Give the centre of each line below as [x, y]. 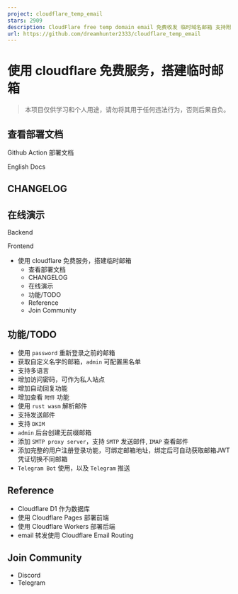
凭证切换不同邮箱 [42, 459]
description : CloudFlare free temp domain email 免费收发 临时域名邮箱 [110, 27]
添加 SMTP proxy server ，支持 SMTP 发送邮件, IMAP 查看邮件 [103, 442]
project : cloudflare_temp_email [55, 14]
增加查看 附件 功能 [43, 397]
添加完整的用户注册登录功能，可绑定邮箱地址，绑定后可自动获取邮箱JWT [124, 450]
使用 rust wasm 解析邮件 [52, 406]
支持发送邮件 [36, 415]
